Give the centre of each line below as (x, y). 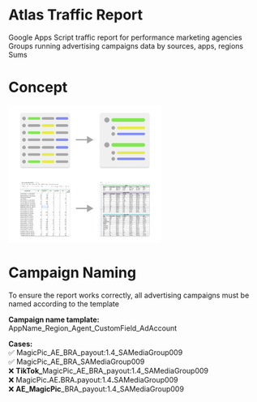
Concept (38, 88)
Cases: (21, 344)
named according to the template (64, 304)
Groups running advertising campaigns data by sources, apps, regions (126, 45)
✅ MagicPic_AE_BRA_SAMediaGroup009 (77, 361)
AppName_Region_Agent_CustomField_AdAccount (93, 328)
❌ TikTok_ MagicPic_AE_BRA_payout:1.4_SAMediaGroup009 (109, 370)
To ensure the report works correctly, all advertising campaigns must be (129, 295)
